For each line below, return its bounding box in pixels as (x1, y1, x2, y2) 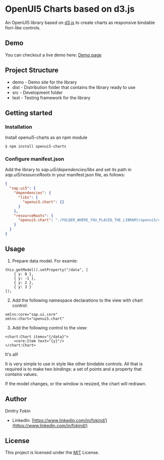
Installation (5, 123, 33, 130)
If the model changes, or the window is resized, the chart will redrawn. (5, 380, 147, 387)
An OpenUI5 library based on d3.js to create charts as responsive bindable (5, 20, 155, 25)
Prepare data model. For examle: (12, 258, 78, 263)
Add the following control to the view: (12, 325, 88, 330)
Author (5, 395, 27, 403)
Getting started (5, 109, 53, 117)
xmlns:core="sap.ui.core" (5, 312, 58, 317)
